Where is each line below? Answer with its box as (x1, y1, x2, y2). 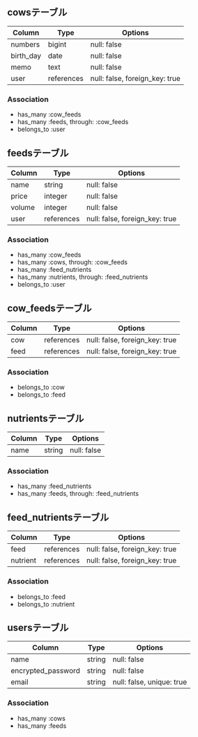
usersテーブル (7, 621, 69, 633)
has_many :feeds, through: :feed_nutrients (17, 489, 139, 498)
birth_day (10, 51, 42, 61)
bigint (47, 39, 67, 49)
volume (10, 202, 35, 212)
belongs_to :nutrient (17, 600, 75, 608)
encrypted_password (10, 666, 80, 676)
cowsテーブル (7, 6, 68, 19)
